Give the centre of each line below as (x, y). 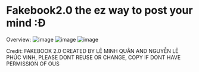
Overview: (19, 39)
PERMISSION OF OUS (33, 64)
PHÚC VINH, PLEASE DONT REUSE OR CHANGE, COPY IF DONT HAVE (94, 57)
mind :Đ (26, 23)
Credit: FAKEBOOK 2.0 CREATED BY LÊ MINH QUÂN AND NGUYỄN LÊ (92, 51)
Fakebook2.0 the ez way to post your (99, 10)
